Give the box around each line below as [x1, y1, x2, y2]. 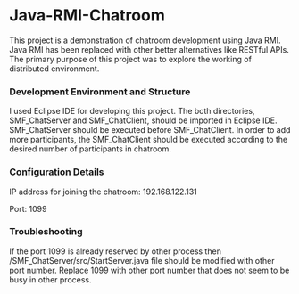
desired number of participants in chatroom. [9, 143, 171, 154]
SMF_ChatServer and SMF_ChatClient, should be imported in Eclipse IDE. [9, 115, 278, 126]
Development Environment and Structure [9, 86, 191, 98]
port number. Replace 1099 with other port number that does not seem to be [9, 265, 290, 275]
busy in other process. [9, 274, 92, 285]
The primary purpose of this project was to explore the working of [9, 53, 253, 64]
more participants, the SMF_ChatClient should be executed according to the [9, 135, 288, 145]
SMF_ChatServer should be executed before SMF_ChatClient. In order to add [9, 125, 291, 135]
